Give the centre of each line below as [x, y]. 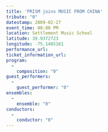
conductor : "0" [35, 120]
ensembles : [19, 93]
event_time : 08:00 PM [32, 28]
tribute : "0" [22, 17]
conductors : [20, 109]
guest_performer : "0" [43, 88]
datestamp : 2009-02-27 [34, 22]
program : [17, 60]
